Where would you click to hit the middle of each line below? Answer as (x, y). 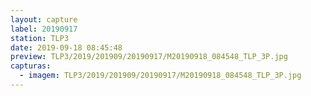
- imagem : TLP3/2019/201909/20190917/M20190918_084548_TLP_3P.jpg (160, 76)
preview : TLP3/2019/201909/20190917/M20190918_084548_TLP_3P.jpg (149, 57)
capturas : (31, 66)
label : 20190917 (44, 29)
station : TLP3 (40, 38)
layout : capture (44, 19)
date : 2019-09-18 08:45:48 (66, 47)
